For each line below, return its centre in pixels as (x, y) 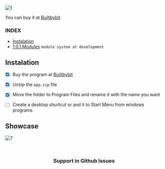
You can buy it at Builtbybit (33, 17)
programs (22, 110)
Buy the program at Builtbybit (43, 75)
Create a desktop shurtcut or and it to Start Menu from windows (78, 105)
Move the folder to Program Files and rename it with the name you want (86, 95)
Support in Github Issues (84, 161)
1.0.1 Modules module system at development (58, 47)
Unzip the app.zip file (35, 85)
